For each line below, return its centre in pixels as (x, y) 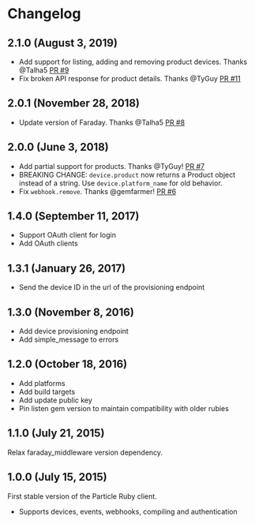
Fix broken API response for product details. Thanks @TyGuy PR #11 (130, 79)
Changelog (44, 14)
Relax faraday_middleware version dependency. (85, 452)
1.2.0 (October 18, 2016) (67, 364)
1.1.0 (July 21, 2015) (56, 434)
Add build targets (47, 391)
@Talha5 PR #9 (44, 70)
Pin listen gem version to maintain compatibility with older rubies (124, 408)
